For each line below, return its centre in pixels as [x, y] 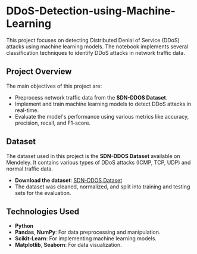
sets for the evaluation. [43, 193]
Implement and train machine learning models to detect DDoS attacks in [103, 104]
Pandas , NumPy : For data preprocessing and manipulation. [87, 232]
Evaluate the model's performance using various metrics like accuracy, [102, 116]
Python [24, 226]
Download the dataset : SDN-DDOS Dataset [68, 180]
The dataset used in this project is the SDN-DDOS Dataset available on [93, 156]
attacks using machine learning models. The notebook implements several [97, 47]
